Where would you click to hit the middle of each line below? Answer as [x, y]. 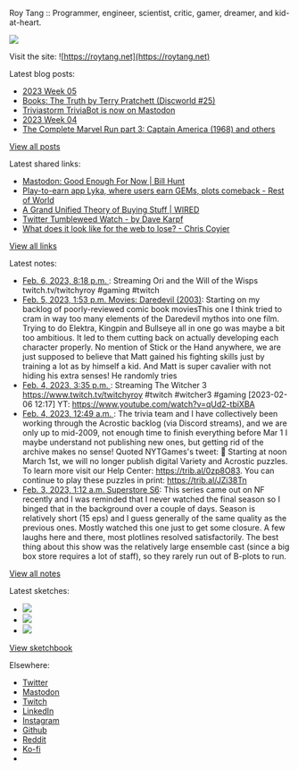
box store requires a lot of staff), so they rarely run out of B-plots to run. [154, 556]
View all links [33, 246]
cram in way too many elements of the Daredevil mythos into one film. [150, 318]
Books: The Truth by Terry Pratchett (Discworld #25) [119, 101]
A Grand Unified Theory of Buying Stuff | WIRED [111, 210]
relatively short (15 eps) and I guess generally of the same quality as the [154, 518]
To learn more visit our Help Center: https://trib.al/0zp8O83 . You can [148, 470]
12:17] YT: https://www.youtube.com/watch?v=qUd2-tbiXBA [145, 404]
